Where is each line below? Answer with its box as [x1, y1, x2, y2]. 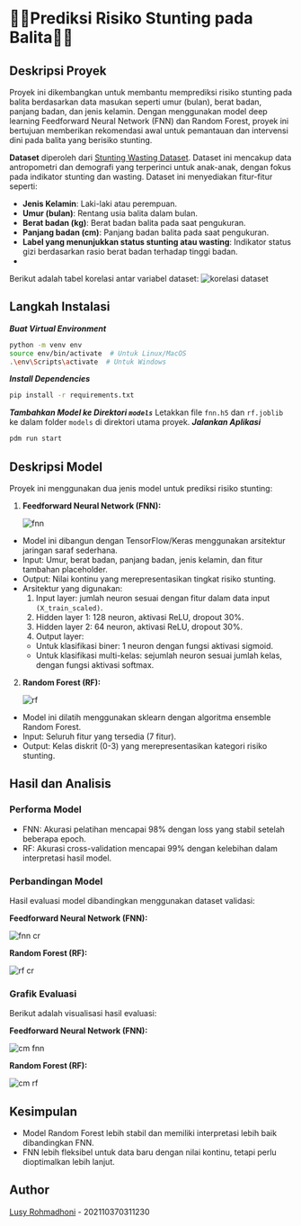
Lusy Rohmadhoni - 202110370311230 [9, 1206, 150, 1217]
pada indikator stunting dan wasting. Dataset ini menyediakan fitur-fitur [9, 171, 273, 182]
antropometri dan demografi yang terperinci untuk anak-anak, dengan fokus [9, 162, 292, 172]
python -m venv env [9, 340, 83, 349]
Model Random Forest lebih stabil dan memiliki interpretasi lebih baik [22, 1128, 277, 1139]
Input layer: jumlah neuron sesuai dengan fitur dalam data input [35, 593, 270, 603]
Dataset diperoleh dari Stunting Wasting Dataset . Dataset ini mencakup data [9, 152, 292, 163]
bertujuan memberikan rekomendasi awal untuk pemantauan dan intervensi [9, 125, 289, 136]
